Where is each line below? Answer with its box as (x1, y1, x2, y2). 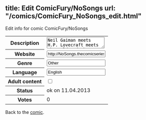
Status (17, 87, 33, 94)
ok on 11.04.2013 (46, 87, 91, 94)
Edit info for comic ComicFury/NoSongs (5, 25, 88, 31)
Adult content (8, 78, 42, 85)
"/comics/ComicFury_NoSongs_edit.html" (5, 12, 142, 21)
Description (10, 39, 40, 46)
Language (12, 69, 37, 76)
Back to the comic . (5, 109, 45, 115)
